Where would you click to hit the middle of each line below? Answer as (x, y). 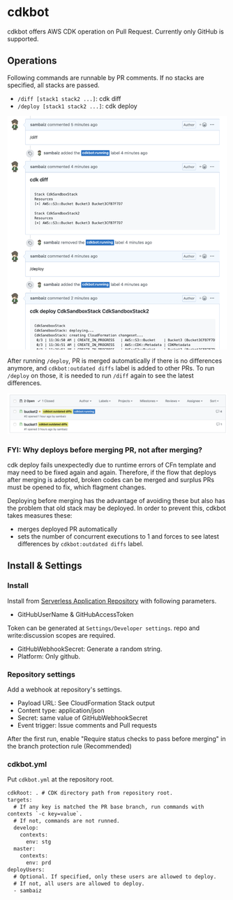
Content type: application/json (61, 710)
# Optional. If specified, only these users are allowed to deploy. (115, 877)
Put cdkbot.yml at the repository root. (61, 779)
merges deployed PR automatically (67, 529)
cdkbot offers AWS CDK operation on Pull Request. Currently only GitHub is (116, 31)
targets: (20, 800)
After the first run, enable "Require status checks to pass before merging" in (116, 739)
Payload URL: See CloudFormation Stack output (86, 703)
